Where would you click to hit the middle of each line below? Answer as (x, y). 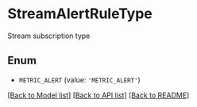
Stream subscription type (49, 36)
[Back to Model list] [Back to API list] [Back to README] (98, 95)
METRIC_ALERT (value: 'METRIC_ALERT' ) (79, 79)
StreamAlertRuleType (80, 14)
